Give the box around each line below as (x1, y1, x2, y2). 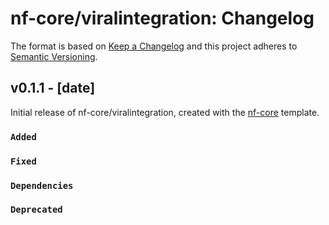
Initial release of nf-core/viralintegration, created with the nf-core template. (10, 106, 320, 118)
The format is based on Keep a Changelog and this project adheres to (10, 40, 298, 52)
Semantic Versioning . (10, 50, 98, 62)
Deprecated (10, 204, 63, 216)
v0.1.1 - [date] (10, 80, 96, 97)
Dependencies (10, 180, 74, 191)
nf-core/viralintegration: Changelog (10, 7, 315, 30)
